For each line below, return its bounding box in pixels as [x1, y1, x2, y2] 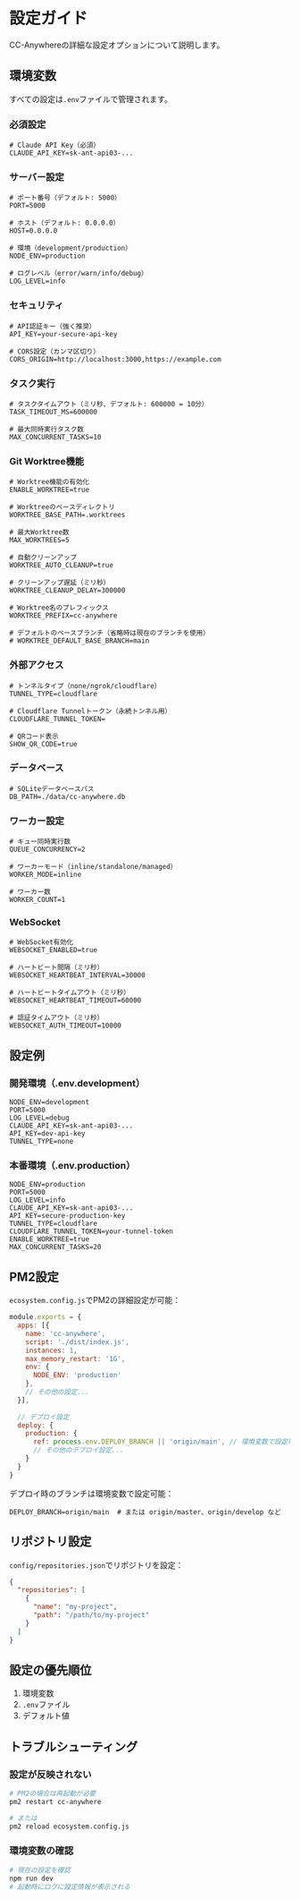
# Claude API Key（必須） [9, 141, 101, 150]
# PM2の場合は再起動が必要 [9, 1789, 96, 1799]
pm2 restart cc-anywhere [9, 1797, 102, 1806]
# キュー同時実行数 [9, 838, 71, 847]
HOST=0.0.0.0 [9, 226, 58, 235]
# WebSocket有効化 [9, 938, 74, 947]
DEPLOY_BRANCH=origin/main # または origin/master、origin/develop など [9, 1507, 281, 1517]
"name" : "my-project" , [32, 1603, 118, 1612]
